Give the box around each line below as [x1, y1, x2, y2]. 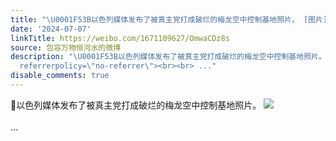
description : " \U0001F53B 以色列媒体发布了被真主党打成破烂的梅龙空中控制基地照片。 [10, 52, 327, 62]
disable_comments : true [10, 71, 110, 81]
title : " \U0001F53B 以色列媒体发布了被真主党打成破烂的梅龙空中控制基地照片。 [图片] [10, 14, 328, 25]
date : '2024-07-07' [10, 24, 92, 34]
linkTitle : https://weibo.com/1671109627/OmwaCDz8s [10, 33, 230, 43]
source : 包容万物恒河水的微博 [10, 42, 122, 53]
